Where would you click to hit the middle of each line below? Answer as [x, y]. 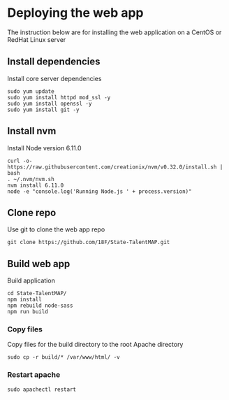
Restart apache [34, 375]
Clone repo [32, 212]
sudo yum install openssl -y [50, 103]
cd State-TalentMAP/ [37, 294]
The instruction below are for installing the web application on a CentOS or [114, 32]
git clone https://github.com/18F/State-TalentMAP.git [89, 243]
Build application [31, 280]
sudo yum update [31, 91]
